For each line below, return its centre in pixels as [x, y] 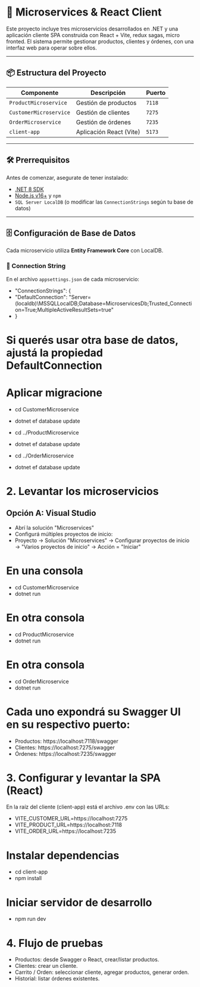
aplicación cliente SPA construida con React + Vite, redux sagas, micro [93, 35]
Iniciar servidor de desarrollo [79, 903]
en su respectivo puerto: [68, 724]
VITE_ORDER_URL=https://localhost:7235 [65, 831]
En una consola [45, 571]
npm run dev [30, 919]
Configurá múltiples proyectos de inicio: [64, 534]
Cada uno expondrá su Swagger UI [93, 711]
